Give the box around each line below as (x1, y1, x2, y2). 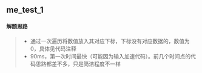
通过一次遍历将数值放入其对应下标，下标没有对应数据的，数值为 (30, 37, 190, 44)
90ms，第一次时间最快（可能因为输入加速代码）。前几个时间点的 (30, 52, 191, 60)
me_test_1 (6, 5, 44, 15)
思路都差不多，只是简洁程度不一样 (35, 60, 121, 68)
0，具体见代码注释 (30, 45, 77, 52)
